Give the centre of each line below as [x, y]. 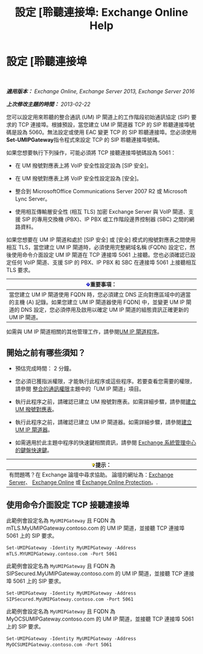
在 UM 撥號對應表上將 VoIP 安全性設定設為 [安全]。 [78, 178]
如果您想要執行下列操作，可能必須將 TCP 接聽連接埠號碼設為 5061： [91, 153]
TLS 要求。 [20, 269]
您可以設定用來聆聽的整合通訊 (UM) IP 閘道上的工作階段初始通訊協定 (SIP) [98, 117]
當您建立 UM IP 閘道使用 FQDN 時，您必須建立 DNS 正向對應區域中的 [95, 294]
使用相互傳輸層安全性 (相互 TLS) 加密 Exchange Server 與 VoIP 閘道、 [102, 211]
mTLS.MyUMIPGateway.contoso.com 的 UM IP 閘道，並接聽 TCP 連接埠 [95, 528]
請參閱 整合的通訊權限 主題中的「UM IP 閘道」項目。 [80, 389]
